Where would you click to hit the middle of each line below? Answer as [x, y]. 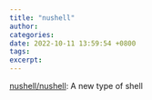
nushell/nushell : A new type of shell [76, 86]
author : [24, 26]
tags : [20, 52]
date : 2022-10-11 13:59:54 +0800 [73, 43]
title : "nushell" [42, 18]
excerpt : [26, 60]
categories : [32, 35]
